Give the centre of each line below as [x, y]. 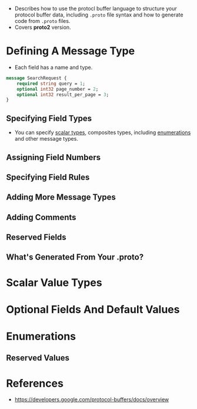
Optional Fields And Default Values [93, 309]
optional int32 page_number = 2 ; [58, 89]
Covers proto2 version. [43, 27]
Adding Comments [41, 217]
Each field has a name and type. [54, 67]
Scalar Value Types [54, 282]
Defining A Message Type [71, 51]
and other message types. [46, 139]
